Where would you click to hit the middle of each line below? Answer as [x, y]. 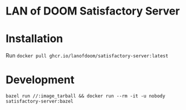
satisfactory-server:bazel [40, 102]
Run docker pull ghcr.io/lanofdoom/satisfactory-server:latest [87, 56]
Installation [34, 39]
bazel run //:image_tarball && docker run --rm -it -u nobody [85, 96]
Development [40, 80]
